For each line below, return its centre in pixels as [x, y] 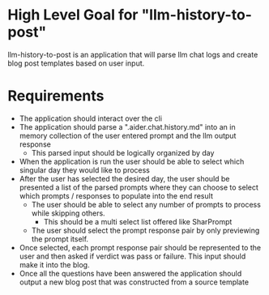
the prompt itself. [60, 239]
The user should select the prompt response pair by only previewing [145, 230]
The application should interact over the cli [91, 118]
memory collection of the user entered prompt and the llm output [128, 135]
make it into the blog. [54, 264]
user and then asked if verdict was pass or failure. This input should [132, 256]
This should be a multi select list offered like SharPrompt [138, 221]
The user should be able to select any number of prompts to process [146, 204]
